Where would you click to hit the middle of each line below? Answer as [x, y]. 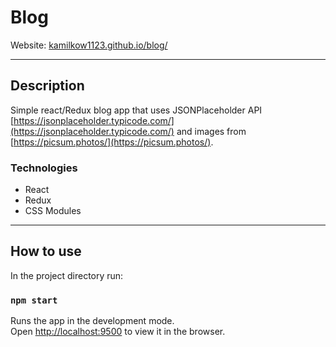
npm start [34, 300]
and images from [211, 131]
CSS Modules [53, 211]
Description [47, 86]
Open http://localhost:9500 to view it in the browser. [118, 332]
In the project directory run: [67, 275]
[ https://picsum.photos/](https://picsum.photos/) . [112, 142]
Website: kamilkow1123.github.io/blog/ [89, 45]
